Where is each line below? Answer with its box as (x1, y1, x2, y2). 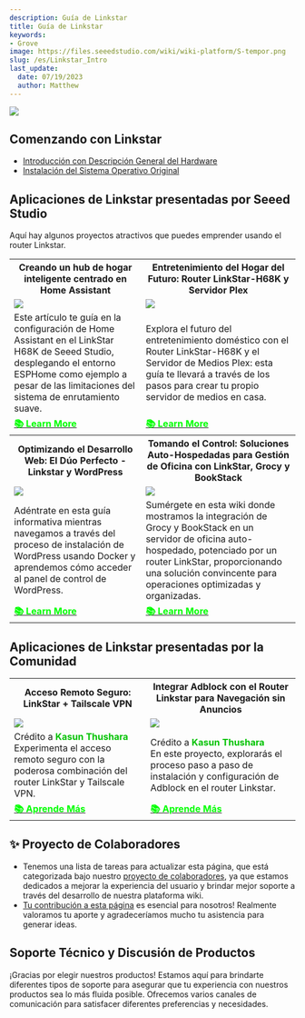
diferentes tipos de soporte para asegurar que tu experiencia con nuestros (9, 979, 289, 990)
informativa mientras (14, 515, 103, 528)
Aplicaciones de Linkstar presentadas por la (9, 639, 264, 654)
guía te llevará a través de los (145, 368, 271, 381)
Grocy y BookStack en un (145, 522, 254, 534)
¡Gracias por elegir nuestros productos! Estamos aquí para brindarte (9, 969, 264, 980)
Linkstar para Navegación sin (155, 692, 286, 704)
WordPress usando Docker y (14, 550, 136, 563)
